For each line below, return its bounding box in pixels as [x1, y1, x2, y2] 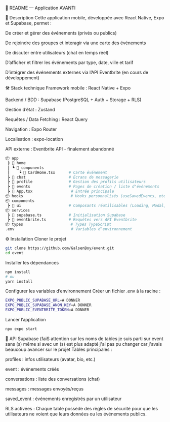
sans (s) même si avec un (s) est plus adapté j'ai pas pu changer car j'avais [5, 341, 162, 347]
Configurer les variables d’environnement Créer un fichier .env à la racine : [5, 288, 161, 294]
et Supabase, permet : [5, 20, 52, 26]
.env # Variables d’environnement [5, 227, 133, 232]
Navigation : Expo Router [5, 126, 57, 132]
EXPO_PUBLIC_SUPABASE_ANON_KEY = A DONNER [5, 303, 92, 308]
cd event [5, 250, 24, 255]
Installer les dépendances [5, 259, 59, 265]
